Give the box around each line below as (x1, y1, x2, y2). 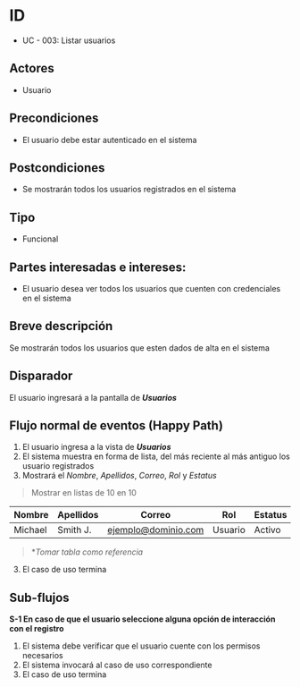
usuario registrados (21, 461, 95, 471)
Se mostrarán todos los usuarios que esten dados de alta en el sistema (9, 342, 271, 353)
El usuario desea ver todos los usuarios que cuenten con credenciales (21, 284, 281, 293)
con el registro (9, 623, 64, 634)
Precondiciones (9, 111, 99, 126)
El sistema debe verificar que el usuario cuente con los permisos (21, 640, 261, 651)
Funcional (21, 233, 59, 244)
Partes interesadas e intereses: (9, 259, 187, 275)
